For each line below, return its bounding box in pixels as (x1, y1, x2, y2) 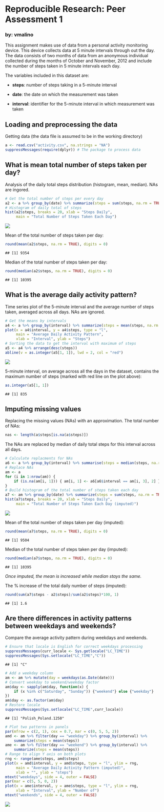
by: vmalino (5, 31, 34, 38)
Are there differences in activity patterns (5, 614, 132, 622)
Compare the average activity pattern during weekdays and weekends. (5, 635, 148, 641)
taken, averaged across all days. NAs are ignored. (5, 309, 105, 315)
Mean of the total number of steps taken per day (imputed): (5, 519, 124, 525)
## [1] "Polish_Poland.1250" (5, 716, 64, 721)
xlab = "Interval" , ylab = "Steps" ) (16, 336, 91, 342)
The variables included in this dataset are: (5, 72, 89, 79)
